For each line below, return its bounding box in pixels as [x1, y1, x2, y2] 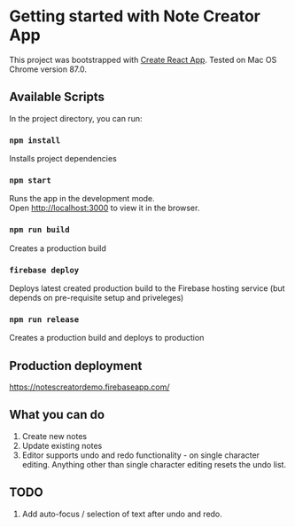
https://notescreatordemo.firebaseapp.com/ [9, 381, 170, 392]
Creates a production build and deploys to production [9, 333, 205, 343]
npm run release [9, 314, 80, 325]
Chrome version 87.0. [9, 64, 87, 75]
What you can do [9, 407, 105, 422]
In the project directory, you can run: [9, 113, 143, 123]
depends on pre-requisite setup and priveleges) [9, 292, 184, 303]
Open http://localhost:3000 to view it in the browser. [9, 202, 200, 214]
